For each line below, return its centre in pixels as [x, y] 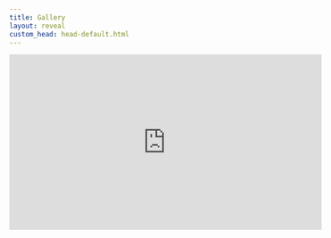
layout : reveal [37, 26]
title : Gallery [37, 17]
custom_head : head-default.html [69, 34]
